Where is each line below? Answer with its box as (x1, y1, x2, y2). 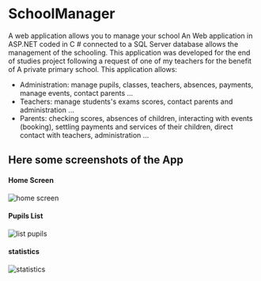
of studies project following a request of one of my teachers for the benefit (8, 56, 252, 66)
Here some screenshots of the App (8, 154, 183, 167)
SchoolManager (8, 5, 115, 23)
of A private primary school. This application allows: (8, 64, 178, 74)
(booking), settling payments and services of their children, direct (19, 122, 233, 131)
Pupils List (8, 211, 43, 221)
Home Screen (8, 175, 54, 184)
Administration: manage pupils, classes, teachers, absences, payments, (19, 80, 254, 89)
